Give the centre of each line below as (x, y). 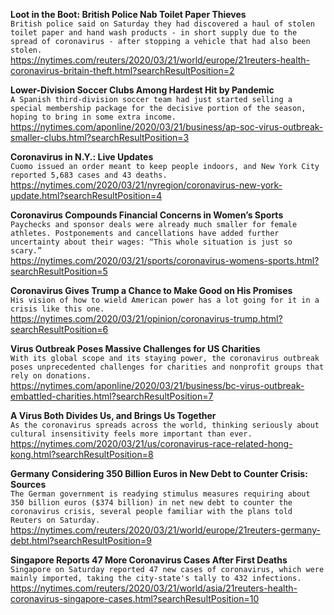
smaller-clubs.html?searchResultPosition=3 (100, 137)
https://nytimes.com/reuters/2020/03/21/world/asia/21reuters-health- (154, 588)
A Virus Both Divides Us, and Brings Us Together (113, 415)
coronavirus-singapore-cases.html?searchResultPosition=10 (135, 598)
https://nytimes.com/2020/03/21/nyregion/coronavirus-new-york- (146, 185)
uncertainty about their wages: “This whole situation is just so (151, 242)
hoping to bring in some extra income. (93, 117)
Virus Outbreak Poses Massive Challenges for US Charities (135, 348)
